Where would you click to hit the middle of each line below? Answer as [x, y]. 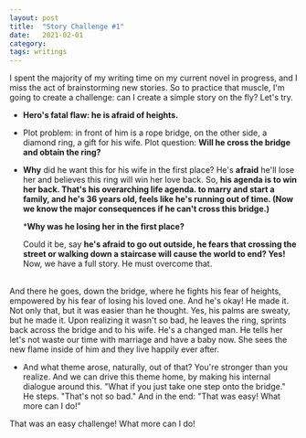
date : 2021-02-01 [47, 35]
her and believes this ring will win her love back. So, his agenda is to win [160, 180]
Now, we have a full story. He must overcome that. [117, 264]
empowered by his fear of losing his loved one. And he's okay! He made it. [149, 301]
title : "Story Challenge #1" [67, 27]
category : [28, 43]
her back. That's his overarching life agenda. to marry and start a [149, 189]
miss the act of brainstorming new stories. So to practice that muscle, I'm [147, 88]
